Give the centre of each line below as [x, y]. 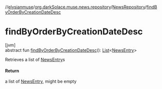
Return [12, 71]
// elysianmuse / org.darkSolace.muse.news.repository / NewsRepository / [76, 7]
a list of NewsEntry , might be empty [41, 81]
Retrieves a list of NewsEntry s [35, 59]
